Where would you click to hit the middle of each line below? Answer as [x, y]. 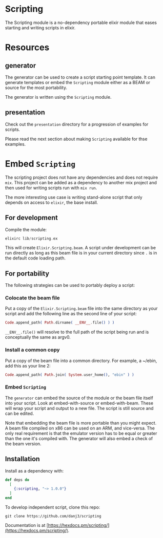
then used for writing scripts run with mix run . [51, 188]
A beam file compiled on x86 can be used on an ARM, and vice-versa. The [80, 428]
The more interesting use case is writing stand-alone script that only [74, 197]
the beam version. [23, 444]
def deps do [17, 480]
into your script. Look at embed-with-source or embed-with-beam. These [79, 403]
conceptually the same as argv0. [38, 337]
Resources [27, 48]
